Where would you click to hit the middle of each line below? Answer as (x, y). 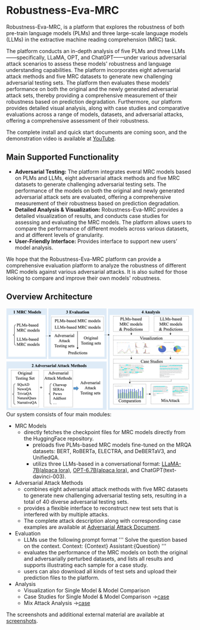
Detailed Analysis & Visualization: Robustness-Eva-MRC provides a (99, 210)
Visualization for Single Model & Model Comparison (87, 591)
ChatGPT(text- (159, 470)
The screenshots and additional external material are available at (85, 615)
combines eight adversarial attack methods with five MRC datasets (106, 489)
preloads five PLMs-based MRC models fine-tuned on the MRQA (112, 445)
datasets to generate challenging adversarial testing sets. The (90, 184)
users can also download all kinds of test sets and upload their (100, 572)
